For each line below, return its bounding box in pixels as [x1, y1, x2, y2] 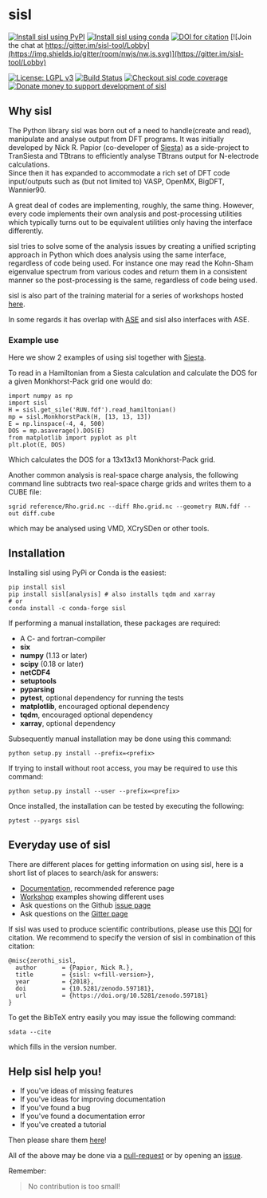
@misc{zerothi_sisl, [8, 956, 77, 964]
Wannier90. [8, 185, 46, 195]
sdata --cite [8, 1027, 52, 1036]
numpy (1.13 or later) [19, 650, 88, 660]
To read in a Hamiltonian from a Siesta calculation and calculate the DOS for [8, 368, 257, 378]
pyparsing [19, 684, 55, 694]
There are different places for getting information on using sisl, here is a [8, 859, 245, 869]
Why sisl [8, 104, 53, 118]
